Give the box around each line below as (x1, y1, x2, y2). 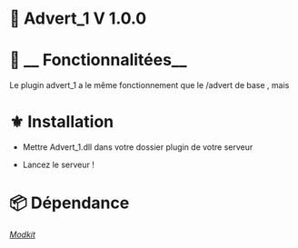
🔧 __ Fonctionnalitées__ (9, 50, 187, 71)
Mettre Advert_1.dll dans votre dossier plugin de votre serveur (22, 142, 253, 153)
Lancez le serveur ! (22, 159, 95, 171)
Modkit (9, 229, 36, 240)
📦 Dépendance (9, 193, 130, 213)
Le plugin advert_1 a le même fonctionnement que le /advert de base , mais (9, 80, 290, 91)
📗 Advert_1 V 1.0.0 (9, 8, 147, 29)
